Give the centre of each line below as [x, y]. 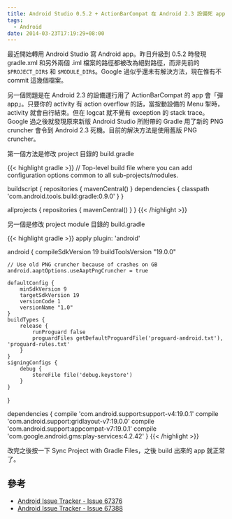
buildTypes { [26, 320]
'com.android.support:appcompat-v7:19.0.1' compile [82, 429]
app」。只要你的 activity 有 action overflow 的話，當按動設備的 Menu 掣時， [115, 104]
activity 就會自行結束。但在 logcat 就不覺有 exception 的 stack [97, 113]
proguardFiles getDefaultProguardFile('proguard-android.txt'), [128, 338]
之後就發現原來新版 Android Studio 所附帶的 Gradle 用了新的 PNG [130, 122]
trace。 [198, 113]
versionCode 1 [40, 302]
